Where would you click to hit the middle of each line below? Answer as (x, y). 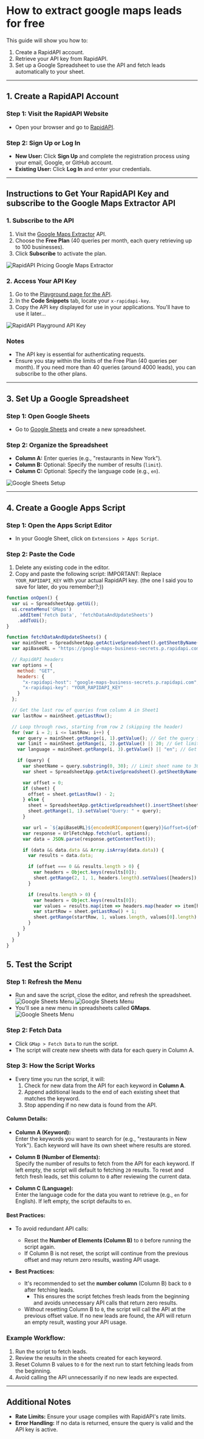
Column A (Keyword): (43, 1132)
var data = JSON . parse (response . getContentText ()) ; (89, 839)
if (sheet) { (39, 788)
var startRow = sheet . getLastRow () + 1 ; (85, 912)
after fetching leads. (49, 1290)
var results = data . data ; (61, 856)
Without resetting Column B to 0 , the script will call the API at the (105, 1309)
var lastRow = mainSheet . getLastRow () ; (62, 716)
